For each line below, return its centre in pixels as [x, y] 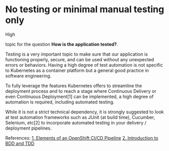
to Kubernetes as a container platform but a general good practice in [77, 70]
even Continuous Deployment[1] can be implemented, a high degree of [79, 96]
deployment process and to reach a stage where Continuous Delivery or [81, 91]
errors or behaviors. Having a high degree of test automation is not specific [84, 65]
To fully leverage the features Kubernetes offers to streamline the [74, 86]
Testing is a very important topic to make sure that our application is [77, 54]
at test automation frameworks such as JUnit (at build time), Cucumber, [80, 117]
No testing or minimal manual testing [85, 9]
